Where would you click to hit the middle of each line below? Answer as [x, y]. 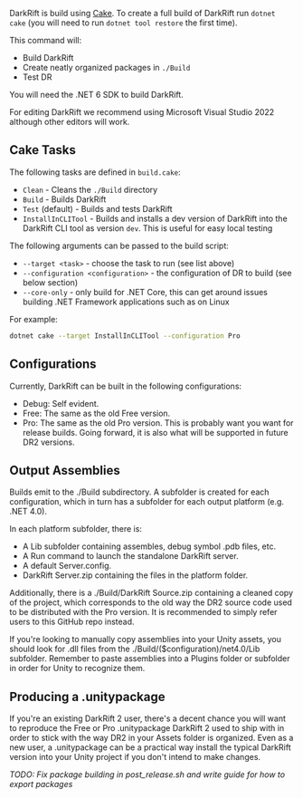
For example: [34, 319]
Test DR [37, 77]
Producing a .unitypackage [87, 697]
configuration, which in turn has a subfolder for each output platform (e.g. [147, 502]
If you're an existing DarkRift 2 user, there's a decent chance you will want [148, 718]
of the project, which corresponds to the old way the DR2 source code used [151, 602]
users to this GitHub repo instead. [72, 622]
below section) [50, 282]
